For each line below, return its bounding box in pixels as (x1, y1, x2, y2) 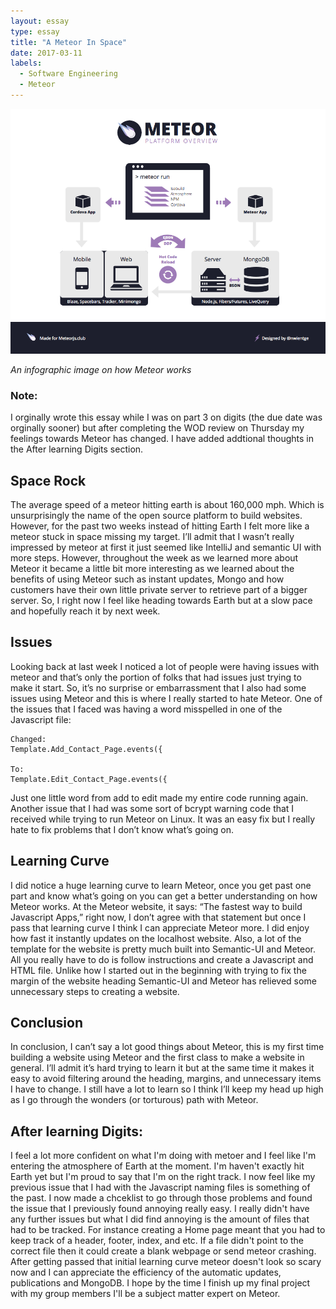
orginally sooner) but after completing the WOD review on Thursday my (10, 422, 305, 434)
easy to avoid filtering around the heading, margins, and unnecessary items (10, 1073, 322, 1085)
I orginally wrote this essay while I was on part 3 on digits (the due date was (10, 411, 323, 424)
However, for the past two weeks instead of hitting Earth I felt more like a (10, 520, 310, 532)
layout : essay (10, 16, 70, 26)
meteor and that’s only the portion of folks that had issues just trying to (10, 671, 302, 683)
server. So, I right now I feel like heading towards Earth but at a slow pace (10, 594, 313, 606)
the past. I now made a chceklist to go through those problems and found (10, 1192, 313, 1204)
